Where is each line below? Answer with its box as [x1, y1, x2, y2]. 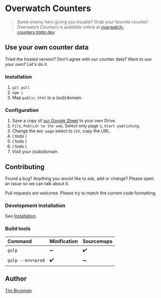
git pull [12, 85, 30, 90]
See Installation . [5, 213, 37, 219]
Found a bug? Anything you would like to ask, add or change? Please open [5, 175, 154, 182]
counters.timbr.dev [16, 29, 55, 35]
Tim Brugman [5, 287, 32, 293]
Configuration [5, 107, 39, 113]
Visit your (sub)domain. [12, 149, 59, 155]
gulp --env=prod [7, 258, 45, 263]
